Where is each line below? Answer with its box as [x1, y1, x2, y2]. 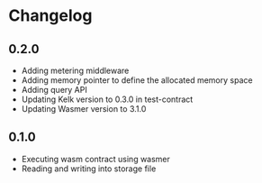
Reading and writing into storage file [21, 163, 157, 174]
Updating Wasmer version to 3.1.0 [21, 104, 147, 114]
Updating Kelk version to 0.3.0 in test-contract [21, 94, 194, 105]
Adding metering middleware [21, 65, 130, 76]
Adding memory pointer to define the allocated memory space [21, 75, 253, 86]
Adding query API [21, 85, 87, 95]
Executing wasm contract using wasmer [21, 153, 170, 164]
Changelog [8, 5, 93, 26]
